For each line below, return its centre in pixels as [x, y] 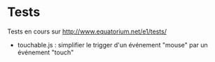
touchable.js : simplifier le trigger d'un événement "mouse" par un [112, 45]
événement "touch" [46, 52]
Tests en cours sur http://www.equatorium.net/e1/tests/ [87, 31]
